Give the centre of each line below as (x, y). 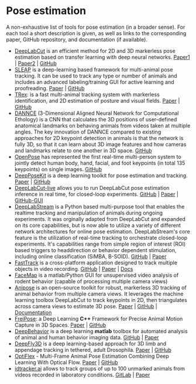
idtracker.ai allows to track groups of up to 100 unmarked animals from (100, 368)
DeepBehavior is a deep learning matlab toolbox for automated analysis (101, 331)
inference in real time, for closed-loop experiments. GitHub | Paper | (96, 194)
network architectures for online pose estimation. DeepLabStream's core (102, 231)
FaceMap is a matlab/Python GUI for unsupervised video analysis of (97, 275)
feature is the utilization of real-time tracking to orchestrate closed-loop (101, 237)
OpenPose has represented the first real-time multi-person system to (98, 157)
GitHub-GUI (29, 200)
